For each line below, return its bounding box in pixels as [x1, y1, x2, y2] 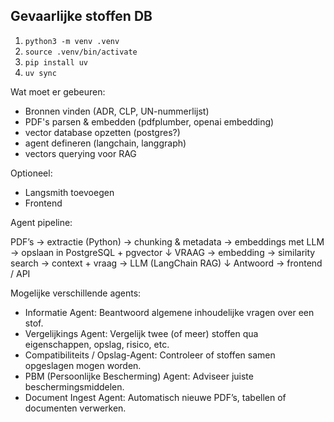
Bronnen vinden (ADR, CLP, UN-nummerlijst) [24, 105, 210, 117]
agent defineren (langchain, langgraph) [24, 137, 187, 149]
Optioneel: [10, 167, 53, 179]
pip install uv [24, 57, 89, 68]
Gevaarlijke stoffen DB [10, 8, 153, 25]
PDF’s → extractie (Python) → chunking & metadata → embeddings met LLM [10, 235, 325, 248]
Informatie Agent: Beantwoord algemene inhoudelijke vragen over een [24, 306, 315, 318]
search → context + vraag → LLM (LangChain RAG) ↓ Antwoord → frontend [10, 257, 323, 269]
